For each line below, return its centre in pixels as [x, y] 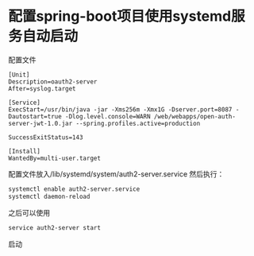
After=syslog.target [42, 88]
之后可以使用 [29, 212]
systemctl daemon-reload [49, 196]
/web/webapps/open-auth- [195, 116]
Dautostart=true [35, 116]
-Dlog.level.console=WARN [108, 116]
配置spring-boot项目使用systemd [120, 16]
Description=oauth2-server [53, 81]
